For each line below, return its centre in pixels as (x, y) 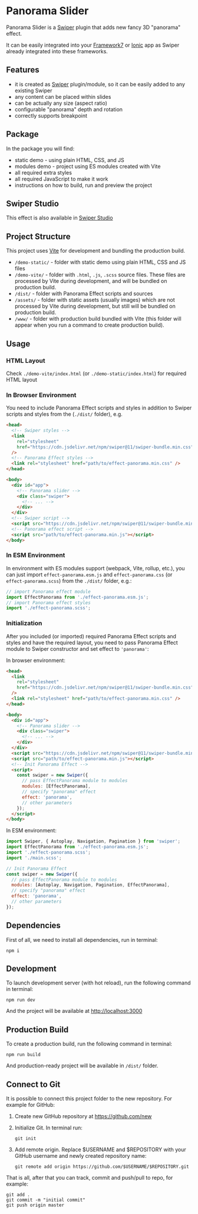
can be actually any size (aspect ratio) (61, 103)
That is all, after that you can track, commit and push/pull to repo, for (90, 1178)
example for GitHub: (30, 1105)
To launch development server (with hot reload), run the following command (98, 983)
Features (23, 70)
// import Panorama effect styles (49, 603)
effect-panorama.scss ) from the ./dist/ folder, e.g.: (69, 580)
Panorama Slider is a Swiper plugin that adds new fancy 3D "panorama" (93, 27)
